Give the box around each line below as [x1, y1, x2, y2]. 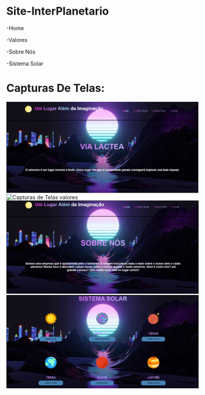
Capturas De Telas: [6, 81, 105, 95]
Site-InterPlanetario [6, 4, 109, 18]
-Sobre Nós [6, 48, 35, 55]
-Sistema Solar [6, 60, 44, 67]
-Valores [6, 36, 27, 43]
